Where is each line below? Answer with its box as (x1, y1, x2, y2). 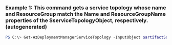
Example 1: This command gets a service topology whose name (5, 4, 166, 11)
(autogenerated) (5, 23, 48, 30)
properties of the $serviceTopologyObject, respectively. (5, 17, 148, 24)
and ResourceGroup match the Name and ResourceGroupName (5, 10, 166, 17)
